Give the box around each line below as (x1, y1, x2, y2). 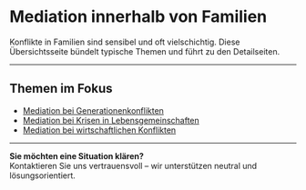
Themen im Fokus (9, 81, 113, 96)
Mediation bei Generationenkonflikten (22, 105, 164, 115)
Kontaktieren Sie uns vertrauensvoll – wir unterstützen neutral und (9, 160, 258, 171)
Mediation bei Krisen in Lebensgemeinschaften (22, 115, 200, 125)
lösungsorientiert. (9, 170, 76, 181)
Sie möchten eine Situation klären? (9, 150, 144, 161)
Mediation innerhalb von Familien (9, 6, 268, 27)
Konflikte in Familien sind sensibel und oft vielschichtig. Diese (9, 36, 240, 47)
